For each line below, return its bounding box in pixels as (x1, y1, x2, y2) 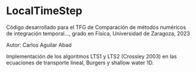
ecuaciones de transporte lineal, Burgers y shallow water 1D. (6, 59, 154, 66)
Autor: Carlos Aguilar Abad (6, 41, 72, 48)
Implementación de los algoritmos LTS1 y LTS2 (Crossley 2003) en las (6, 53, 177, 60)
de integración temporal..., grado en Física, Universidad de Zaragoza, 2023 (6, 30, 190, 37)
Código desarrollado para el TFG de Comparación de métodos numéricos (6, 24, 186, 31)
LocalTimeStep (6, 4, 83, 18)
